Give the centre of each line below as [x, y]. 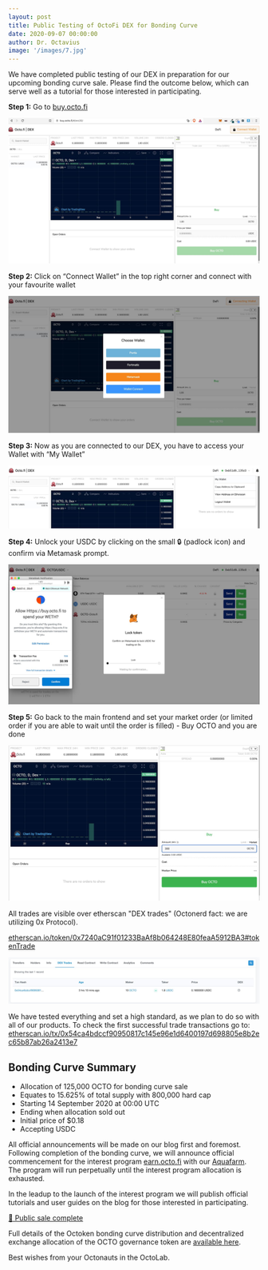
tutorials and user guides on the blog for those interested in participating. [128, 1203]
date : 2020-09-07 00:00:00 [53, 34]
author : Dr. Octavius [44, 42]
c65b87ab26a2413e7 [43, 1042]
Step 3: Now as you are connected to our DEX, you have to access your [126, 446]
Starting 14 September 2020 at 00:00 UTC [89, 1104]
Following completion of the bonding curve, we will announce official [121, 1153]
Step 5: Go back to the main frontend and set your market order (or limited [131, 717]
